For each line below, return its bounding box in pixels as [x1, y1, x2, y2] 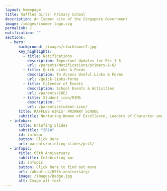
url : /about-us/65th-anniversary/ [18, 169, 90, 174]
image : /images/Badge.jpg [18, 174, 72, 179]
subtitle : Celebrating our [18, 155, 75, 160]
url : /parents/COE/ [27, 91, 68, 95]
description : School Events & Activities [27, 86, 114, 91]
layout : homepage [5, 7, 41, 12]
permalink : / [5, 26, 32, 31]
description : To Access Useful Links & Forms [27, 72, 123, 77]
